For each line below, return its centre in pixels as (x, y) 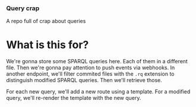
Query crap (23, 8)
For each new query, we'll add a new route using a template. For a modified (98, 92)
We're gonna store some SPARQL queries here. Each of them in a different (97, 61)
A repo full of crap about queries (46, 21)
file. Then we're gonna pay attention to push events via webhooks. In (91, 68)
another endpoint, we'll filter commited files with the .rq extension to (90, 74)
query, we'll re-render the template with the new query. (74, 98)
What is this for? (48, 45)
